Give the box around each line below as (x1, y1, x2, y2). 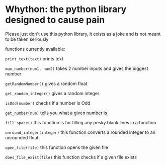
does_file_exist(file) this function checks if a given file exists (5, 154, 137, 160)
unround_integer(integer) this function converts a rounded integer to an (5, 129, 156, 135)
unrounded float (5, 134, 39, 140)
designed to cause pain (5, 14, 105, 26)
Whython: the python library (5, 4, 127, 15)
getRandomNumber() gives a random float (5, 80, 88, 87)
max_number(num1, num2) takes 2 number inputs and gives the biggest (5, 65, 148, 71)
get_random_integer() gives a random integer (5, 90, 100, 96)
